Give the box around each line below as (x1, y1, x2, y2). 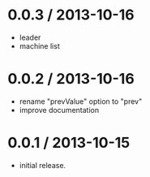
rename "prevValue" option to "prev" (19, 96, 143, 106)
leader (19, 32, 41, 42)
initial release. (19, 160, 66, 170)
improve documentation (19, 105, 99, 114)
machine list (19, 41, 60, 50)
